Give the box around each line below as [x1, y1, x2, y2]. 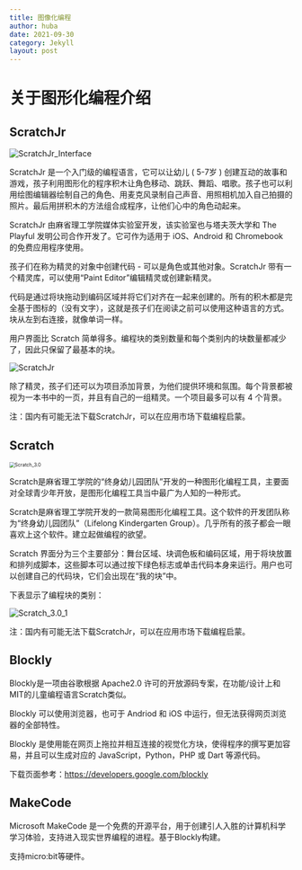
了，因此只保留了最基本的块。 [9, 344, 120, 355]
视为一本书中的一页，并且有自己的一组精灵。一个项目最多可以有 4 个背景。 [9, 392, 287, 403]
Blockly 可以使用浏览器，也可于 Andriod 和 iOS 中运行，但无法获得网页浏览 [9, 707, 287, 719]
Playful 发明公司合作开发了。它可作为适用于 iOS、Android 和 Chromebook [9, 231, 284, 242]
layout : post [9, 47, 58, 56]
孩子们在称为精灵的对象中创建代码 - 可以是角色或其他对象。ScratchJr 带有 [9, 262, 285, 272]
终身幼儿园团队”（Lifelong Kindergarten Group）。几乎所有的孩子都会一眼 [21, 518, 291, 528]
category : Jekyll [9, 38, 75, 48]
